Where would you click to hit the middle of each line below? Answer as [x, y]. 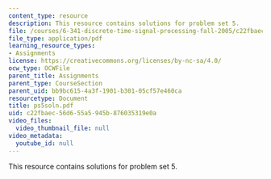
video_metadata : [35, 135]
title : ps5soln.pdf [41, 106]
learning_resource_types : [52, 46]
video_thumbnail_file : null [63, 128]
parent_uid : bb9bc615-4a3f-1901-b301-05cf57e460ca [95, 91]
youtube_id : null [45, 143]
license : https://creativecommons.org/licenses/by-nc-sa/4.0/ [115, 61]
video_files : [30, 121]
